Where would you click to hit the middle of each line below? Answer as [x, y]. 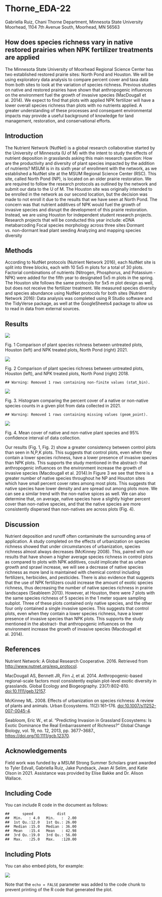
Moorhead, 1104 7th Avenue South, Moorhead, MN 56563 [62, 27]
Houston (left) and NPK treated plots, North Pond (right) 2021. [66, 350]
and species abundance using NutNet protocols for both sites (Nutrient [76, 293]
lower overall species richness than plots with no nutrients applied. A [74, 105]
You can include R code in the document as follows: [57, 805]
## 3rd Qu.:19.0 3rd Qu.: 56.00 [41, 835]
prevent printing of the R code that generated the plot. [59, 890]
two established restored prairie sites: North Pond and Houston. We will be [79, 74]
